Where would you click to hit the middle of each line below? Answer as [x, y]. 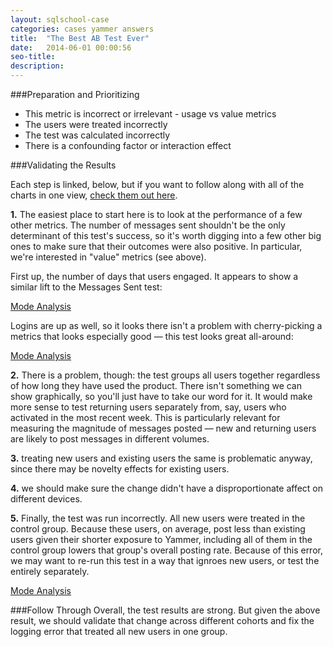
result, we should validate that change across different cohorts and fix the [162, 620]
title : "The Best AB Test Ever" [80, 38]
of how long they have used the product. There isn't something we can [156, 385]
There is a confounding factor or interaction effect [128, 145]
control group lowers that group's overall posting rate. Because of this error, [166, 550]
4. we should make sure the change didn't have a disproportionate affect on [167, 488]
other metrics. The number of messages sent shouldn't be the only [148, 225]
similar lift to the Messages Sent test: [86, 287]
